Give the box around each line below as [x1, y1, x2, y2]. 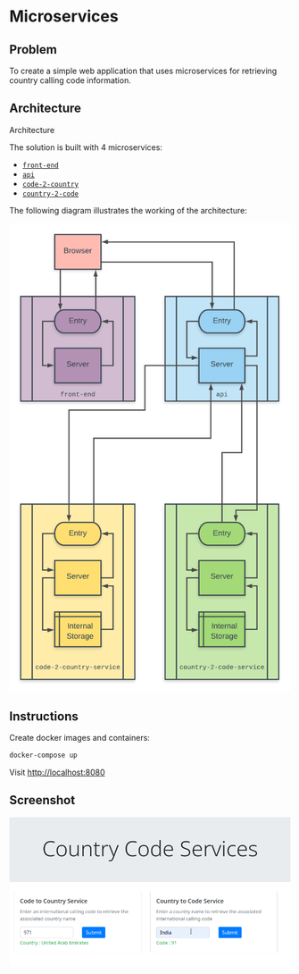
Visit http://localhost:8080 [9, 767, 105, 777]
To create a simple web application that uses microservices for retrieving [9, 65, 278, 76]
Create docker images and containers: [9, 732, 150, 743]
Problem [9, 42, 58, 57]
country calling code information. [9, 75, 131, 86]
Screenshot [9, 793, 76, 808]
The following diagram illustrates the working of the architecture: [9, 205, 248, 215]
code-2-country [21, 180, 79, 189]
